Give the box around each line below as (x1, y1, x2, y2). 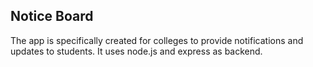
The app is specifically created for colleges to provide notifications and (10, 34, 304, 46)
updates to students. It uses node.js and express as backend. (10, 45, 263, 57)
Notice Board (10, 8, 94, 25)
